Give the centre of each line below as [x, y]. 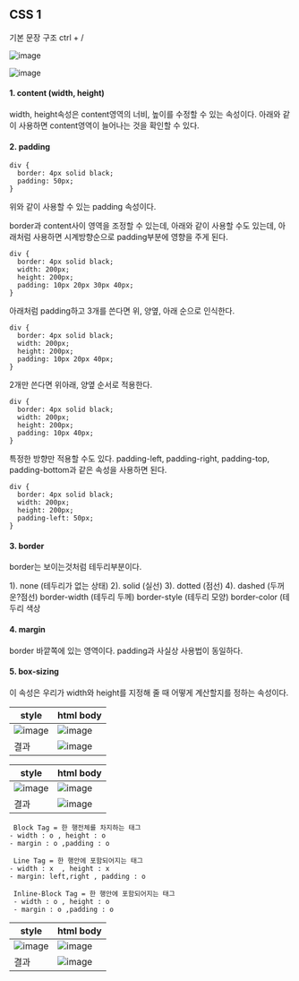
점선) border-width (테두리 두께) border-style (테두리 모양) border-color [149, 597]
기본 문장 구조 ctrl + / [47, 37]
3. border [27, 546]
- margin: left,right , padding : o [77, 876]
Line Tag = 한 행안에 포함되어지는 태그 [78, 861]
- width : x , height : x [60, 868]
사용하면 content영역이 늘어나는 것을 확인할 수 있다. [109, 125]
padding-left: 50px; [56, 519]
